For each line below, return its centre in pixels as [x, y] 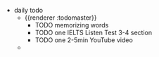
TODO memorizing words [72, 25]
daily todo [28, 10]
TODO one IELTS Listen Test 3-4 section [94, 32]
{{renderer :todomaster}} [61, 18]
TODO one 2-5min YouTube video [84, 40]
